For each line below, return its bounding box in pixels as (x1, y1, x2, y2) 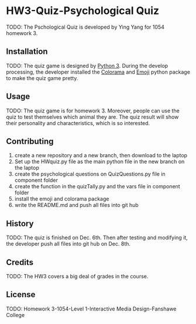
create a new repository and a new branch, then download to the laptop (14, 152, 188, 159)
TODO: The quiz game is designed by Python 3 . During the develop (6, 62, 169, 69)
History (6, 218, 34, 229)
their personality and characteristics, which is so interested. (6, 119, 150, 126)
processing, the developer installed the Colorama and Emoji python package (6, 68, 190, 75)
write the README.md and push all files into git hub (14, 202, 139, 209)
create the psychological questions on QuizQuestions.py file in (14, 171, 166, 178)
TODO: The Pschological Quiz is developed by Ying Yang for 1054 (6, 23, 165, 30)
